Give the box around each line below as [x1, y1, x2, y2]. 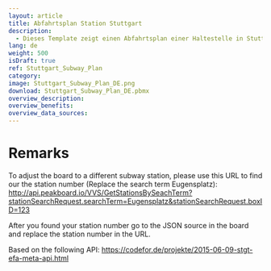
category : [8, 72, 42, 80]
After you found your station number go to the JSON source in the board [8, 220, 249, 230]
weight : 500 [8, 49, 48, 57]
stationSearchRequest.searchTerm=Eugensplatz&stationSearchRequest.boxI [8, 196, 263, 206]
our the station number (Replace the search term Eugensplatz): [8, 179, 218, 189]
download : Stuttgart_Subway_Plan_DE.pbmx [8, 86, 150, 95]
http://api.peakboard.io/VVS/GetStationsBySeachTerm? [8, 187, 193, 198]
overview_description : [8, 94, 85, 102]
